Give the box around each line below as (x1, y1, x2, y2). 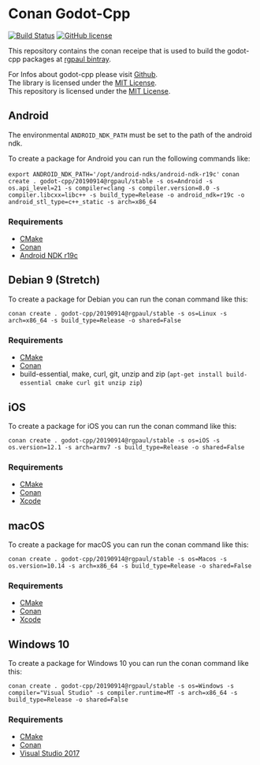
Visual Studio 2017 (19, 748, 80, 758)
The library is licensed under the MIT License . (8, 78, 158, 87)
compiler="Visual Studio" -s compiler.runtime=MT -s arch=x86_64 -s (8, 689, 238, 697)
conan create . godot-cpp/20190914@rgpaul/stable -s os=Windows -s (8, 682, 235, 690)
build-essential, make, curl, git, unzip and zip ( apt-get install (19, 369, 223, 379)
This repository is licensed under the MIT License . (8, 86, 171, 95)
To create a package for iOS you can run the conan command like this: (8, 421, 237, 431)
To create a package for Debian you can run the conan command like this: (8, 294, 248, 304)
